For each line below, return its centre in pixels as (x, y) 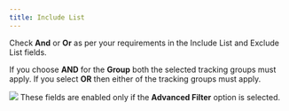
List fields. (28, 52)
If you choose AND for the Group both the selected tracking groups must (143, 69)
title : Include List (47, 17)
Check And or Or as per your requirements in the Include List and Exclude (144, 43)
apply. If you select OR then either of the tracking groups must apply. (135, 79)
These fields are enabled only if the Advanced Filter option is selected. (150, 97)
